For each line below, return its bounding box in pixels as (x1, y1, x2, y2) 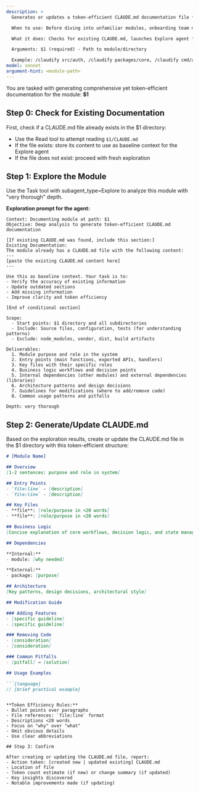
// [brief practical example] (6, 686, 81, 692)
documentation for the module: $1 (6, 90, 89, 98)
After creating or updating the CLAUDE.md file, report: (6, 754, 150, 761)
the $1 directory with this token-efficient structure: (6, 442, 129, 449)
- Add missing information (6, 289, 73, 295)
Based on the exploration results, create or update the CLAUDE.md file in (6, 436, 184, 443)
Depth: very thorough (6, 403, 60, 410)
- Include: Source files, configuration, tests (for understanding (11, 326, 182, 332)
